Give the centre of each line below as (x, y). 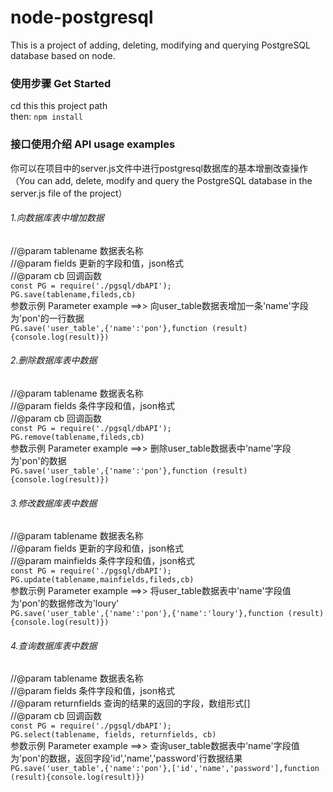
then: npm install (47, 117)
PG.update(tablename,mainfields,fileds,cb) (102, 580)
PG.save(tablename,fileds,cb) (73, 294)
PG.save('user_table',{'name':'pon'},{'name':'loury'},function (147, 614)
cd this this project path (59, 106)
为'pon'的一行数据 (47, 318)
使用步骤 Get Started (61, 83)
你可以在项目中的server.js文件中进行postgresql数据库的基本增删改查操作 (159, 168)
